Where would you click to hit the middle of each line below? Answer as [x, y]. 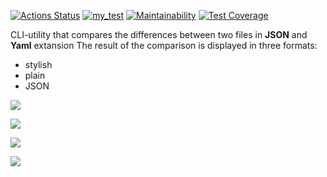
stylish [38, 64]
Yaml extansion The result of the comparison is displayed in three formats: [164, 45]
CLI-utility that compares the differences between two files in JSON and [159, 34]
